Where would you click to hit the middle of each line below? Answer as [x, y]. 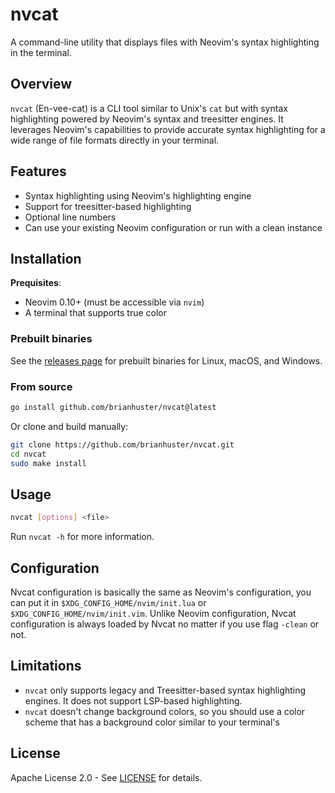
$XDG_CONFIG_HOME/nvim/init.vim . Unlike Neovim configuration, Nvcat [153, 613]
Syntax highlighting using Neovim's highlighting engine [138, 195]
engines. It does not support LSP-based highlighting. [133, 700]
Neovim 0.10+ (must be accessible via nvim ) [114, 302]
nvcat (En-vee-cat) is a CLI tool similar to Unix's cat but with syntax [149, 108]
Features [38, 171]
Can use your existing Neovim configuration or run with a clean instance [173, 227]
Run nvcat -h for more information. [82, 537]
